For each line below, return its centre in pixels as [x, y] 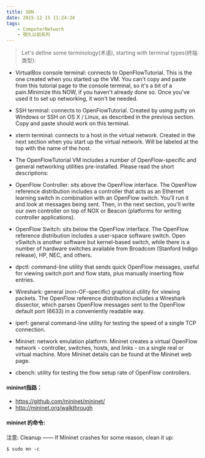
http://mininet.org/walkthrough [54, 408]
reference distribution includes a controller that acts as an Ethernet [99, 191]
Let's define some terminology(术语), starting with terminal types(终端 [109, 53]
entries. [25, 280]
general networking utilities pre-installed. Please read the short [95, 167]
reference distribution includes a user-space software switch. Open [100, 236]
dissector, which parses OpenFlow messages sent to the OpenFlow [100, 305]
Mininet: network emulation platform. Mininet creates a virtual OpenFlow [106, 341]
